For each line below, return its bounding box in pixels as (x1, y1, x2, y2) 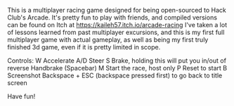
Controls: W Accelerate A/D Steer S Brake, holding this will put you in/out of (7, 56, 227, 65)
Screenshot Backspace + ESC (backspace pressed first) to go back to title (7, 71, 223, 79)
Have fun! (7, 92, 36, 100)
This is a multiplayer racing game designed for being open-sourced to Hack (7, 6, 227, 14)
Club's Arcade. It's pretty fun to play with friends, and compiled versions (7, 13, 218, 22)
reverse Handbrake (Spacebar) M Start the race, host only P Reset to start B (7, 64, 228, 72)
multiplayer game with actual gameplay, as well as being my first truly (7, 36, 209, 44)
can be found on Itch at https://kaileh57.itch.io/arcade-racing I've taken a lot (7, 21, 227, 29)
